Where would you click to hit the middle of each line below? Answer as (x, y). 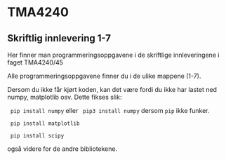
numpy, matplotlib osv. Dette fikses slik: (65, 97)
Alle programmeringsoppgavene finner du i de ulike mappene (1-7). (104, 76)
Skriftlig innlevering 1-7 (59, 38)
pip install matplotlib (45, 124)
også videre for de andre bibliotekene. (62, 149)
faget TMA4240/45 (35, 62)
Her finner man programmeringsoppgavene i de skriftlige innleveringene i (113, 55)
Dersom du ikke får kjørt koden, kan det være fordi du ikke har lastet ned (112, 89)
